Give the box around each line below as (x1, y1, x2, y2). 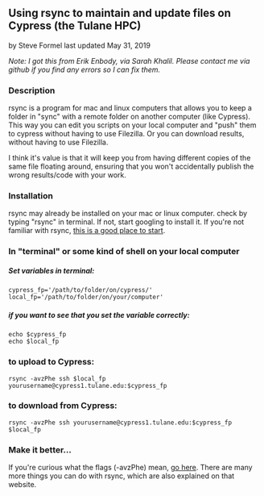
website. (8, 480, 37, 490)
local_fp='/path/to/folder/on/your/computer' (8, 294, 163, 302)
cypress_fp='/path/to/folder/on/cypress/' (8, 286, 153, 294)
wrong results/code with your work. (8, 170, 127, 180)
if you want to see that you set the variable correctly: (8, 310, 191, 319)
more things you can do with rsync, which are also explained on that (8, 471, 235, 481)
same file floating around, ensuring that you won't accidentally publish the (8, 161, 254, 172)
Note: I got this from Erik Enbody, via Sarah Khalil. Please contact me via (8, 56, 250, 65)
